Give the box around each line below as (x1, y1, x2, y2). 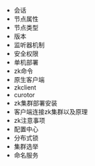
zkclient (13, 83, 37, 92)
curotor (13, 91, 35, 99)
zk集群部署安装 (13, 99, 58, 107)
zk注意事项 (13, 117, 46, 124)
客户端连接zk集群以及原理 (13, 108, 88, 116)
